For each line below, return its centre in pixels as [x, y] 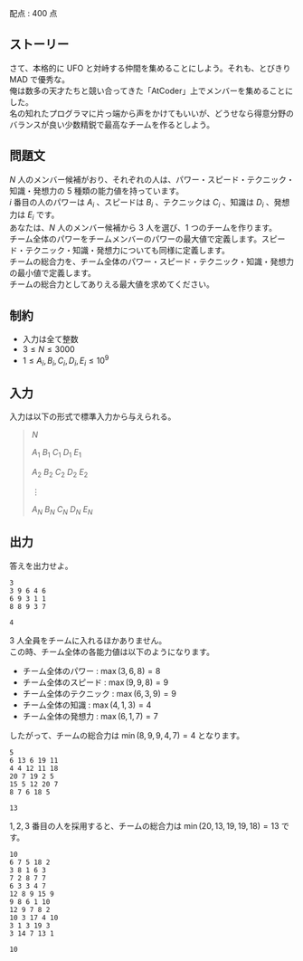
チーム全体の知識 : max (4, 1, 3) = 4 [87, 705]
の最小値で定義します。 [53, 273]
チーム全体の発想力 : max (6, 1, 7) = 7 [90, 716]
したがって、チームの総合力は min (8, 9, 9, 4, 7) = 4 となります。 [127, 735]
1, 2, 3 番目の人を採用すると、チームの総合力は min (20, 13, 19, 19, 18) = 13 [144, 825]
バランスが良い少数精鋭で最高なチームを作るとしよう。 [112, 124]
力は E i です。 [34, 216]
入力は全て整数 [50, 339]
